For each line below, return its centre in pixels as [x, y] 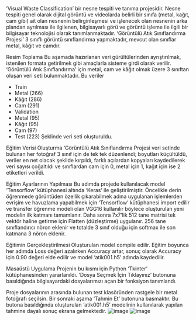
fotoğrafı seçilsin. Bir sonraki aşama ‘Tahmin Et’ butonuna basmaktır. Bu [92, 298]
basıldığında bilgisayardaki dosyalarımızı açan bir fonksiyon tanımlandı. [91, 281]
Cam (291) [27, 105]
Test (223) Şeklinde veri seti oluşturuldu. [63, 136]
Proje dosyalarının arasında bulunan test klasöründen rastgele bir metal [92, 292]
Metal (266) [29, 93]
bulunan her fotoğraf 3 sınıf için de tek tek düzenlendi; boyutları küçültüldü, [97, 154]
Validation [27, 112]
